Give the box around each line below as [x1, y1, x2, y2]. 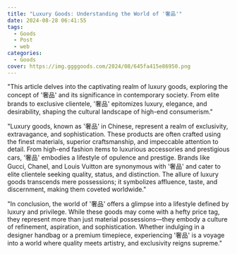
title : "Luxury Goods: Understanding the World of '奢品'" [7, 10, 183, 18]
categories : [7, 50, 42, 57]
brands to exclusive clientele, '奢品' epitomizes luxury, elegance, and [7, 99, 207, 108]
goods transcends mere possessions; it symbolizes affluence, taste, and [7, 177, 218, 186]
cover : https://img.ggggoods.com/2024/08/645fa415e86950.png [7, 63, 191, 70]
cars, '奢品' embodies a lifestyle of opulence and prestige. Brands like [7, 153, 210, 162]
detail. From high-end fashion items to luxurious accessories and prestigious [7, 145, 230, 153]
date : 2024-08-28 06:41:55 [7, 17, 87, 24]
